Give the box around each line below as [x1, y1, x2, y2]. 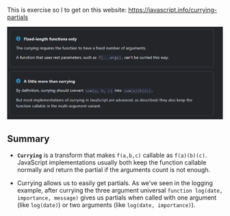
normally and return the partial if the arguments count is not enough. [16, 166, 211, 173]
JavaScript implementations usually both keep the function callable [16, 158, 207, 167]
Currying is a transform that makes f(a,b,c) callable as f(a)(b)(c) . [16, 151, 207, 159]
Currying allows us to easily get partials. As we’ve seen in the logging [16, 179, 214, 187]
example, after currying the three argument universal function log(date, [16, 187, 223, 194]
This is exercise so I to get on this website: [7, 6, 127, 14]
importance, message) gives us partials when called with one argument [16, 193, 217, 202]
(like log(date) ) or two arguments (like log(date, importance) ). [16, 201, 196, 208]
